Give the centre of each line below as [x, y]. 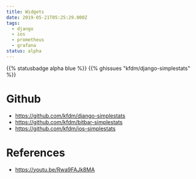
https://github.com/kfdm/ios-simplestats [65, 128]
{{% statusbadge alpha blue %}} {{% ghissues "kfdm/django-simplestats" [98, 68]
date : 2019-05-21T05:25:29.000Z [47, 17]
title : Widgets [25, 12]
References [36, 153]
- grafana [24, 46]
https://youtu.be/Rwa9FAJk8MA [55, 169]
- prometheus [28, 40]
